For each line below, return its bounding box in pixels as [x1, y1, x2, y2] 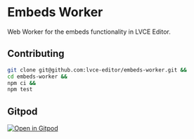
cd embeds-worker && [7, 73, 68, 80]
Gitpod [7, 105, 38, 117]
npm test [7, 86, 33, 93]
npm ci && [7, 79, 37, 86]
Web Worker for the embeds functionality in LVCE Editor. [7, 27, 171, 36]
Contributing [7, 48, 65, 60]
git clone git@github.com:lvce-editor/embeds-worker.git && [7, 66, 188, 74]
